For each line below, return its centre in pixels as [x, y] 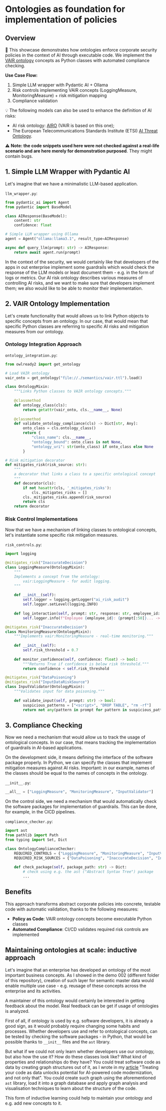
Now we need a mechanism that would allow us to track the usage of [75, 737]
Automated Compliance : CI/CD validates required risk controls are [80, 929]
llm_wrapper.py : [21, 193]
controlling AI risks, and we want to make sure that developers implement [80, 283]
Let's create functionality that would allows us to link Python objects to [77, 315]
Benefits [19, 892]
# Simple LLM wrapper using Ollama [42, 234]
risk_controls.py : [23, 545]
